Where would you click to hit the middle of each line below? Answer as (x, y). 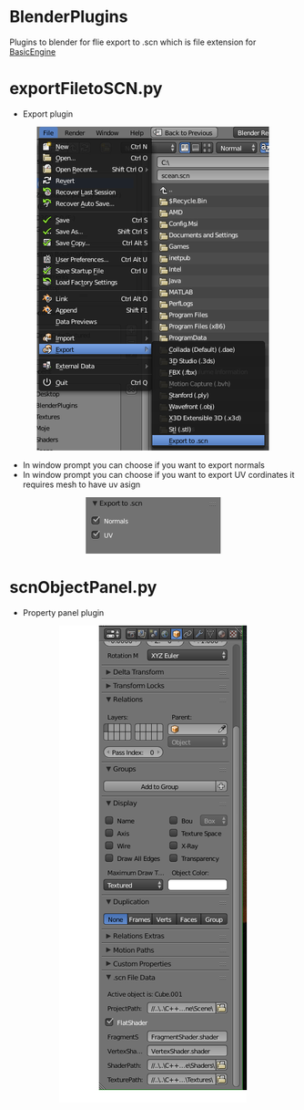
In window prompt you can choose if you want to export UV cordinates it (158, 474)
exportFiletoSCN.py (86, 89)
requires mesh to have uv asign (81, 484)
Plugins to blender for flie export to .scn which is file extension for (133, 42)
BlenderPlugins (69, 17)
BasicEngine (33, 51)
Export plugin (48, 114)
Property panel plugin (63, 612)
